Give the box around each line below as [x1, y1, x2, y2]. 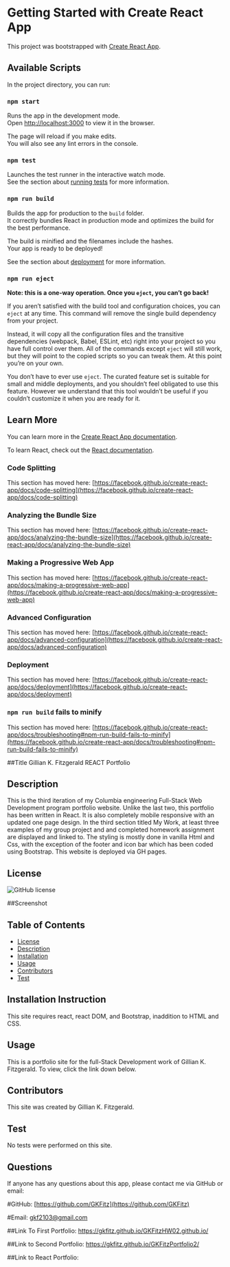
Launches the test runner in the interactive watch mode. [7, 171, 166, 179]
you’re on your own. [7, 359, 64, 367]
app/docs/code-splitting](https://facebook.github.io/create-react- [7, 486, 194, 495]
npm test [7, 156, 36, 164]
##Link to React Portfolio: [7, 1253, 79, 1261]
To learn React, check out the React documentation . [7, 446, 154, 454]
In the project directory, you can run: [7, 80, 111, 89]
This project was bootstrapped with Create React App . [7, 42, 161, 50]
